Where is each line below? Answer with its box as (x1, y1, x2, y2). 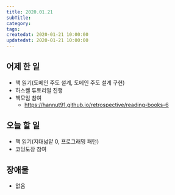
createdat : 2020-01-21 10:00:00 (6, 32, 88, 38)
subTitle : (6, 15, 32, 21)
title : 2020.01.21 (6, 9, 53, 15)
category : (6, 20, 32, 26)
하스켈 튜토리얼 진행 (15, 86, 63, 94)
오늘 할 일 (6, 120, 40, 131)
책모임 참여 (15, 94, 42, 101)
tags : (6, 26, 20, 32)
